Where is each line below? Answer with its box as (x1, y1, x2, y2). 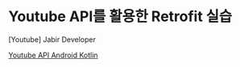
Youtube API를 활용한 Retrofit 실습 (8, 7, 233, 26)
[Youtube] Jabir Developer (8, 34, 97, 44)
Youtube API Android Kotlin (8, 50, 98, 60)
